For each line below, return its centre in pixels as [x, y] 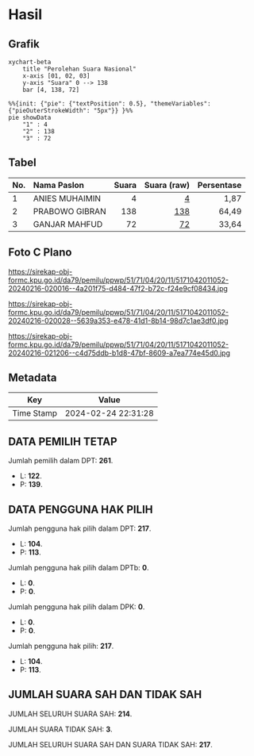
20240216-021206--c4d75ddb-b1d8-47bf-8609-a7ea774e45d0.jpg [119, 353]
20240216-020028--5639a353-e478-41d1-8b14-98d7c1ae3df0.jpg [118, 320]
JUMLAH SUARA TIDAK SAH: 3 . [60, 729]
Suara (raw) [167, 185]
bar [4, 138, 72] [51, 90]
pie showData [30, 117]
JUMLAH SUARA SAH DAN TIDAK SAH [105, 695]
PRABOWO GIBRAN [69, 211]
